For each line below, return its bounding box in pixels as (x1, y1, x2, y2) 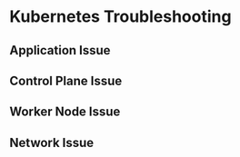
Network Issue (9, 134, 95, 151)
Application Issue (9, 43, 111, 58)
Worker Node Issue (9, 104, 121, 120)
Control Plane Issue (9, 73, 123, 88)
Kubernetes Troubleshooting (9, 6, 232, 27)
